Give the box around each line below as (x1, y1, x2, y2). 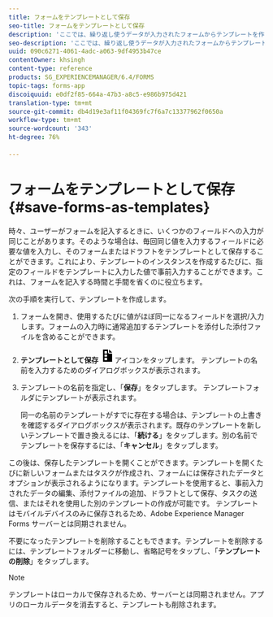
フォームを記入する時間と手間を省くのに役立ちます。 (29, 276, 207, 286)
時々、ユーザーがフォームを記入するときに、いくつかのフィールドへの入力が (8, 226, 264, 236)
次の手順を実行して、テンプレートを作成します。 (8, 293, 171, 304)
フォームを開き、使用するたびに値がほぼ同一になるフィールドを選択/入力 (19, 311, 265, 321)
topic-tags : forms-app (8, 81, 85, 89)
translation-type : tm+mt (8, 98, 93, 107)
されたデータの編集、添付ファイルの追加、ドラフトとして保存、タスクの (8, 488, 250, 498)
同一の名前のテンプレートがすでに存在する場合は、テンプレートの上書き (19, 410, 262, 419)
